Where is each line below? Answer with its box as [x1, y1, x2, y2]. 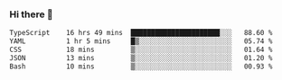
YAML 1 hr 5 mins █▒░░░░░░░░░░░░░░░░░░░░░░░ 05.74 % [9, 37, 273, 46]
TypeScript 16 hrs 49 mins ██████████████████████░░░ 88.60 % [9, 29, 273, 38]
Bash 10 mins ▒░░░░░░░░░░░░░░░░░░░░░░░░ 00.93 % [9, 62, 273, 71]
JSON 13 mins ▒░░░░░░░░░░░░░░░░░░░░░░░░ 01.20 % [9, 53, 273, 62]
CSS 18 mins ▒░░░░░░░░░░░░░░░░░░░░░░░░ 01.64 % [9, 45, 273, 55]
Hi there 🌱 [9, 8, 54, 21]
